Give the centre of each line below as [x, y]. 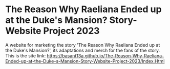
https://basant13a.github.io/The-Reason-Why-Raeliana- [105, 56]
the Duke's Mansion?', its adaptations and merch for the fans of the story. [83, 50]
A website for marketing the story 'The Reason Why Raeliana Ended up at [83, 45]
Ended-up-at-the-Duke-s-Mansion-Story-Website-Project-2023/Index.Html [85, 61]
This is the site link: [26, 56]
